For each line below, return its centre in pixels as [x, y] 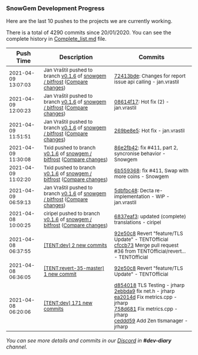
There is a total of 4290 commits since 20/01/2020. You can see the [89, 33]
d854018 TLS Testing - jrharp [149, 285]
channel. [17, 347]
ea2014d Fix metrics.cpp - [146, 297]
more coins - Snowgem [141, 177]
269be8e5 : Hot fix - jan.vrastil [149, 131]
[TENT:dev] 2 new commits [75, 246]
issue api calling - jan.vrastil [147, 82]
